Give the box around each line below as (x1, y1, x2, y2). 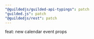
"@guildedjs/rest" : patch (5, 16, 57, 20)
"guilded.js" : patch (5, 11, 47, 16)
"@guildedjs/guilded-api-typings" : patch (5, 7, 90, 12)
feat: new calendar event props (5, 29, 67, 35)
